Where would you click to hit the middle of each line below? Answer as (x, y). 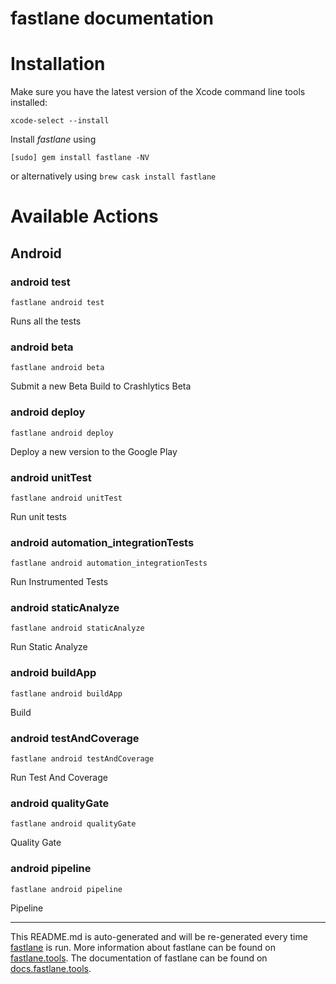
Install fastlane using (53, 139)
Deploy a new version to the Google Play (94, 451)
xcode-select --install (60, 121)
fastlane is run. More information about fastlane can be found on (143, 947)
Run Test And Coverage (59, 778)
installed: (29, 103)
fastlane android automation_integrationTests (109, 563)
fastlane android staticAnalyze (77, 628)
